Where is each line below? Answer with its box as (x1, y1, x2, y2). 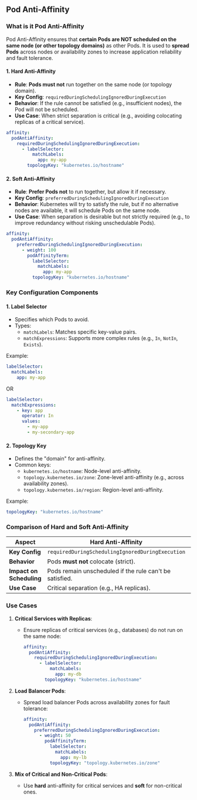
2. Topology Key (6, 442, 47, 449)
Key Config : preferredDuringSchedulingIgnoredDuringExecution (14, 194, 169, 201)
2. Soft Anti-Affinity (6, 175, 55, 182)
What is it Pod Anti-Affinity (6, 22, 84, 31)
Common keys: (14, 461, 52, 469)
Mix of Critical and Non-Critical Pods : (14, 771, 108, 778)
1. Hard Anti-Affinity (6, 68, 56, 75)
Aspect (15, 538, 36, 546)
